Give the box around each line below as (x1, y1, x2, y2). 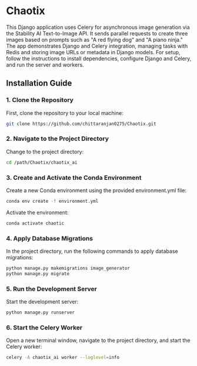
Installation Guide (6, 78, 72, 88)
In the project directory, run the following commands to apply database (6, 248, 178, 255)
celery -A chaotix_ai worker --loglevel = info (6, 355, 119, 361)
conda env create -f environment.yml (6, 198, 99, 204)
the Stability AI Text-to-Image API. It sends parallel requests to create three (6, 29, 188, 37)
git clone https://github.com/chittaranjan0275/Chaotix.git (6, 121, 157, 127)
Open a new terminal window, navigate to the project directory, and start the (6, 337, 191, 344)
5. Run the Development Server (6, 285, 97, 293)
